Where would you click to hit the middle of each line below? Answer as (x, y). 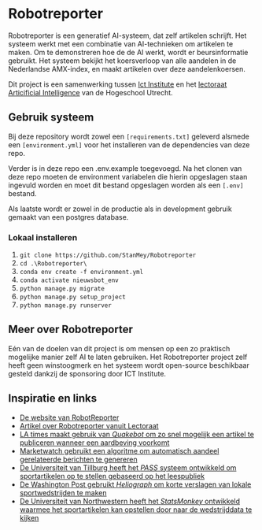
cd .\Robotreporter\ (53, 264)
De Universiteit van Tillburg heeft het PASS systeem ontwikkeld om (128, 467)
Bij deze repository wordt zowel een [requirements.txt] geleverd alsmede (129, 136)
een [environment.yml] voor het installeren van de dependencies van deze (129, 145)
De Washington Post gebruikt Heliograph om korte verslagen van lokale (135, 484)
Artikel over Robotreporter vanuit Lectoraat (89, 425)
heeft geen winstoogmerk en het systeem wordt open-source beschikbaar (129, 365)
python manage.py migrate (62, 289)
